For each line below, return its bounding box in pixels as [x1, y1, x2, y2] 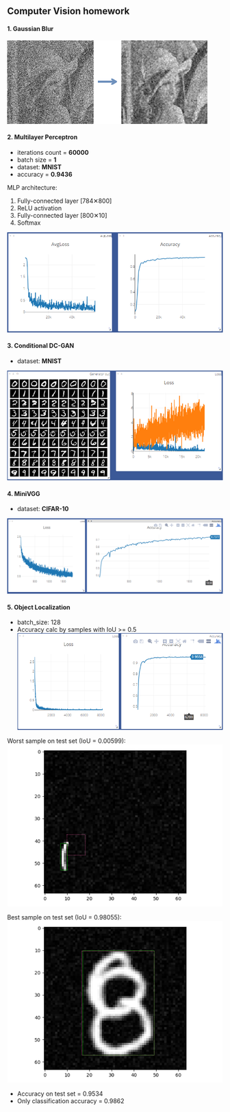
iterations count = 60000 [16, 148, 89, 156]
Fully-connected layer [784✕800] [16, 197, 112, 205]
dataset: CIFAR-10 [16, 505, 69, 513]
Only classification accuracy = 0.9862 [16, 1096, 125, 1105]
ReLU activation [16, 203, 62, 212]
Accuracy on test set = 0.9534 [16, 1089, 103, 1098]
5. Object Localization [7, 603, 71, 611]
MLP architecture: [7, 183, 57, 191]
